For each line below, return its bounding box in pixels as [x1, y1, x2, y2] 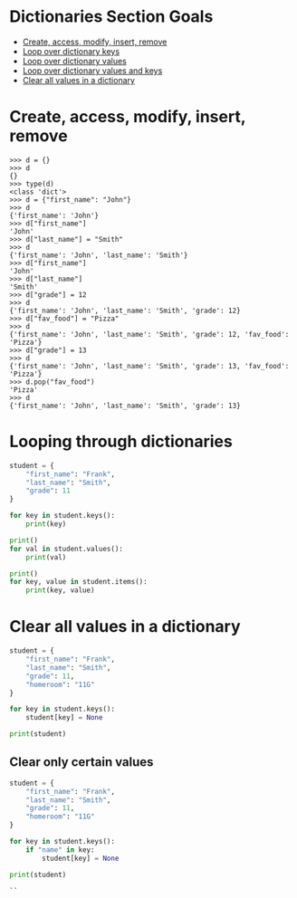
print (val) [25, 552, 67, 562]
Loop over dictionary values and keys [22, 65, 163, 76]
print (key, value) [25, 586, 95, 595]
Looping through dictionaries [9, 432, 233, 452]
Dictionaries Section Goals [9, 6, 214, 27]
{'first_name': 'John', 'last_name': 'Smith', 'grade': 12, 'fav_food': [9, 330, 290, 339]
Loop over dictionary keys [22, 45, 120, 56]
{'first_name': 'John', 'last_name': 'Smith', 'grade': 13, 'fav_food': [9, 361, 290, 370]
